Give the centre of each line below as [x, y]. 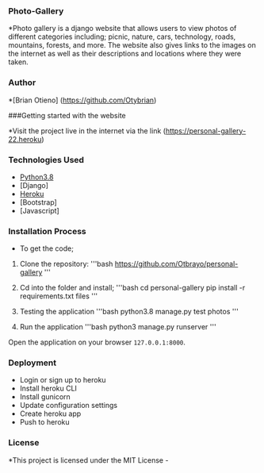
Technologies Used [46, 160]
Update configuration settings [68, 406]
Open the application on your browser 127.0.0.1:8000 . [97, 342]
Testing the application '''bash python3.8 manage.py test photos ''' [129, 312]
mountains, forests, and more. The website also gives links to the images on [132, 45]
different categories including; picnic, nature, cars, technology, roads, [122, 37]
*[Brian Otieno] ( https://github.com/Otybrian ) [82, 100]
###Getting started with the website [67, 115]
